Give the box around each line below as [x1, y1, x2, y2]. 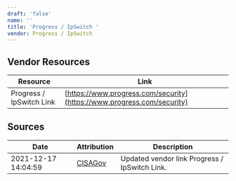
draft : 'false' [7, 10, 52, 18]
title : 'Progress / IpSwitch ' [7, 23, 99, 30]
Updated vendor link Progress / [120, 154, 223, 163]
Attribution [76, 142, 114, 152]
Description [152, 142, 193, 152]
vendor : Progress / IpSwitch [7, 29, 93, 37]
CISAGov [76, 158, 107, 168]
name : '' [7, 17, 33, 24]
